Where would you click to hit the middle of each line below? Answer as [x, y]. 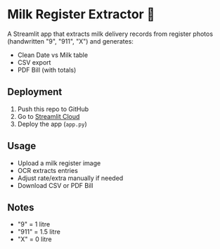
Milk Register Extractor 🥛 [81, 14]
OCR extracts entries [48, 170]
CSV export [34, 62]
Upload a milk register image [59, 163]
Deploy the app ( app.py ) [52, 124]
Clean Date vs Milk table [53, 55]
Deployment [35, 92]
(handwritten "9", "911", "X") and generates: [70, 41]
